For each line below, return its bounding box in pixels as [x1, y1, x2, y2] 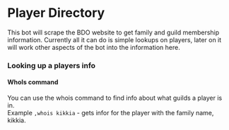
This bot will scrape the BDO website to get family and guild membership [7, 28, 220, 37]
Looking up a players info [7, 60, 96, 70]
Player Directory [7, 5, 105, 21]
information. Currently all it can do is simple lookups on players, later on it [7, 35, 222, 44]
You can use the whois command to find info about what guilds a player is [7, 93, 223, 103]
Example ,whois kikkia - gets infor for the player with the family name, [7, 109, 214, 117]
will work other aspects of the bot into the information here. [7, 43, 180, 51]
